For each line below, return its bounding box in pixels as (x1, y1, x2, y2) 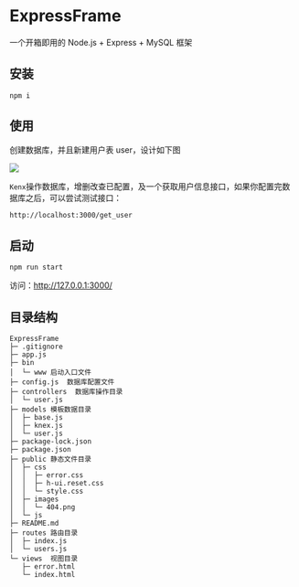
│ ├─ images (9, 495, 59, 504)
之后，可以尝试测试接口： (25, 192, 122, 203)
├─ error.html (21, 562, 76, 571)
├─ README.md (9, 518, 59, 528)
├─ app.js (9, 350, 48, 359)
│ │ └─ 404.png (9, 503, 76, 512)
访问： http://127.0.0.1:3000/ (9, 280, 112, 291)
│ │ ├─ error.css (9, 471, 84, 480)
